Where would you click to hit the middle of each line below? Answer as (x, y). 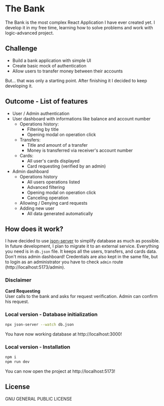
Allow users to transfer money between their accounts (67, 71)
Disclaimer (18, 280)
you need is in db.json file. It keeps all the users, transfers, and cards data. (81, 251)
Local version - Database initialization (51, 314)
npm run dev (17, 362)
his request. (17, 301)
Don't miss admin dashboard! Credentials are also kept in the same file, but (82, 257)
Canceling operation (48, 198)
